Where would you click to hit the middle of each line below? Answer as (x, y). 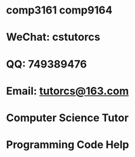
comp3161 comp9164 (60, 10)
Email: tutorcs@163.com (67, 91)
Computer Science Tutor (67, 118)
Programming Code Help (68, 145)
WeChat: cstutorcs (53, 37)
